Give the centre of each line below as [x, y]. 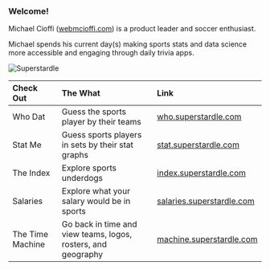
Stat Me [27, 145]
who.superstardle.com [199, 117]
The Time [30, 235]
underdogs [82, 178]
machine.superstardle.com [207, 239]
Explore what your [96, 191]
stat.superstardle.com [198, 145]
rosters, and [84, 244]
